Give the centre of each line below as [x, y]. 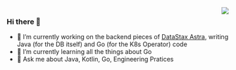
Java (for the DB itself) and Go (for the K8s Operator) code [102, 44]
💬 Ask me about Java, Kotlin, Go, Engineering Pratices [95, 59]
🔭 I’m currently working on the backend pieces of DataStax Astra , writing [123, 37]
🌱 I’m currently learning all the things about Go [84, 52]
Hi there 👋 [24, 22]
